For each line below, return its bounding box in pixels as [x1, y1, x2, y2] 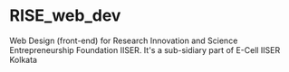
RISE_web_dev [9, 5, 121, 26]
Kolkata [9, 54, 38, 65]
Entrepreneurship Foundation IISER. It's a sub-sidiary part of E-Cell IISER [9, 44, 281, 55]
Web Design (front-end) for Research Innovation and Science [9, 35, 238, 46]
